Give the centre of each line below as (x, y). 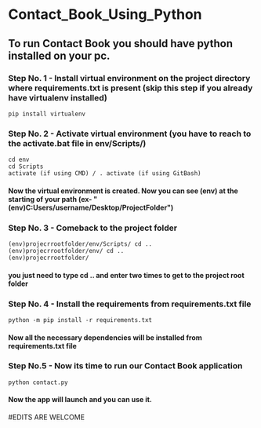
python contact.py (38, 382)
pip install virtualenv (47, 114)
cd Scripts (26, 166)
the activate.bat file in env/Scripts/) (77, 143)
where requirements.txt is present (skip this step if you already (130, 88)
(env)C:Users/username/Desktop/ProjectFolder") (91, 207)
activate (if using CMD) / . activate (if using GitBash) (105, 174)
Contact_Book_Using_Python (105, 15)
